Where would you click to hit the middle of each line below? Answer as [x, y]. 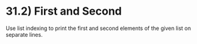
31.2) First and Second [64, 11]
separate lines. [24, 34]
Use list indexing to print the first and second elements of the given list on [99, 28]
